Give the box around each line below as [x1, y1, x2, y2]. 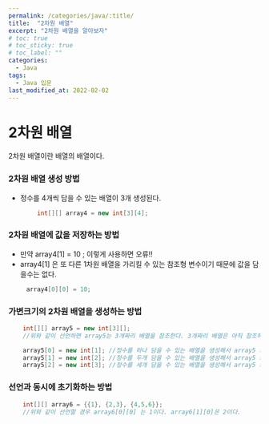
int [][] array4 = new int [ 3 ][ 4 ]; [37, 209, 149, 217]
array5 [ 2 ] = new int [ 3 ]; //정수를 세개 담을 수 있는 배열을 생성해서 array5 [22, 361, 256, 369]
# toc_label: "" [8, 49, 62, 57]
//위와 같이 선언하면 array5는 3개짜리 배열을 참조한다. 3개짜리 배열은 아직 [22, 332, 243, 340]
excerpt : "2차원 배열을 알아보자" [8, 26, 108, 34]
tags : [8, 71, 26, 79]
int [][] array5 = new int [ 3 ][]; [22, 324, 130, 333]
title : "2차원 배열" [8, 19, 74, 27]
